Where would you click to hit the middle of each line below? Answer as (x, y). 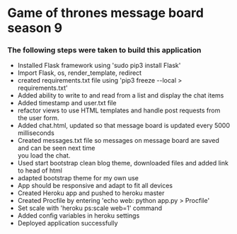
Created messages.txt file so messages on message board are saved (118, 141)
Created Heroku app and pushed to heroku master (91, 193)
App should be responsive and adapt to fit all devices (95, 186)
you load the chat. (44, 156)
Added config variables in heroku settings (79, 216)
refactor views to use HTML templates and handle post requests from (119, 110)
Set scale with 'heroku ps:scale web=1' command (90, 208)
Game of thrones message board (105, 13)
